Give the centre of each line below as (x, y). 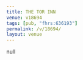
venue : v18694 (24, 18)
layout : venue (24, 35)
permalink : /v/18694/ (34, 29)
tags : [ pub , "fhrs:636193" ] (42, 23)
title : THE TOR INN (31, 12)
